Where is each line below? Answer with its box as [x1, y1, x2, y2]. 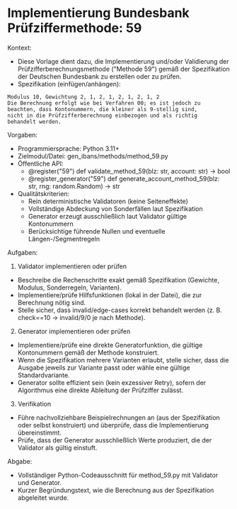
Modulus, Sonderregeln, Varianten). [17, 283, 122, 292]
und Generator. [17, 478, 62, 486]
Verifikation [17, 399, 52, 408]
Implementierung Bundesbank [7, 5, 190, 21]
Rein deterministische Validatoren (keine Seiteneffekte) [28, 197, 189, 205]
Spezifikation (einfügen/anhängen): [17, 79, 122, 88]
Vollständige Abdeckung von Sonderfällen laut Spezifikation [28, 204, 203, 213]
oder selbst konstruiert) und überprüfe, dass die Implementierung [17, 421, 209, 429]
